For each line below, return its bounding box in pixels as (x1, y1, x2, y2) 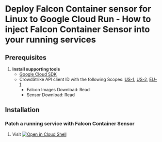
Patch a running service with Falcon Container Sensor (5, 120, 135, 127)
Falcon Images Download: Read (26, 87, 90, 92)
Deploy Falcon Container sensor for (5, 3, 151, 14)
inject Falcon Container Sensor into (5, 24, 150, 35)
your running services (5, 34, 96, 45)
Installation (5, 106, 40, 114)
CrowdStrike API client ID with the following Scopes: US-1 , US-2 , (19, 76, 148, 82)
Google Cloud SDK (19, 71, 57, 77)
